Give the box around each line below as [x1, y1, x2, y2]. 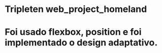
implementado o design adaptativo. [5, 37, 158, 48]
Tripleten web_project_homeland [5, 3, 147, 15]
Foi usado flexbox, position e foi [5, 26, 142, 38]
